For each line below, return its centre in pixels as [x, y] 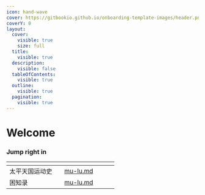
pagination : [27, 97]
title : [20, 52]
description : [28, 63]
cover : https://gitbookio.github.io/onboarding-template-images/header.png [105, 18]
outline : [23, 86]
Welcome [31, 133]
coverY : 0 [19, 23]
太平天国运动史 [31, 171]
